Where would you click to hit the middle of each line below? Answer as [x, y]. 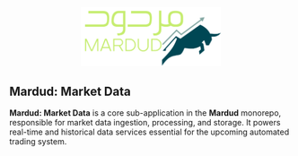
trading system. [38, 142]
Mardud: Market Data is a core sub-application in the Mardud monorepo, [145, 113]
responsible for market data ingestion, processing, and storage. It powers [145, 123]
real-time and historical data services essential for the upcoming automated [149, 132]
